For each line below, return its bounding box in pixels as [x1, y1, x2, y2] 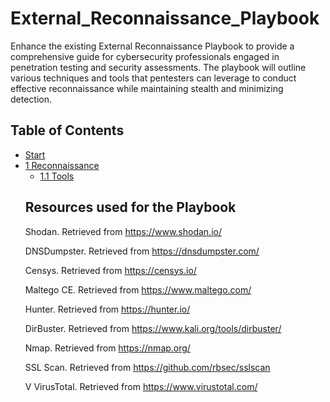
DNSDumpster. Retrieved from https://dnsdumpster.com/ [24, 245, 260, 257]
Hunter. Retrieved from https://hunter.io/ [24, 303, 191, 315]
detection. [10, 93, 53, 105]
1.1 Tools [39, 170, 75, 182]
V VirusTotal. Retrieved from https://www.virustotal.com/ [24, 380, 258, 392]
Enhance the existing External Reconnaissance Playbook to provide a [10, 40, 295, 52]
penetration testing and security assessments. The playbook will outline [10, 61, 307, 73]
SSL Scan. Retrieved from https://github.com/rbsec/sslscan [24, 361, 271, 373]
